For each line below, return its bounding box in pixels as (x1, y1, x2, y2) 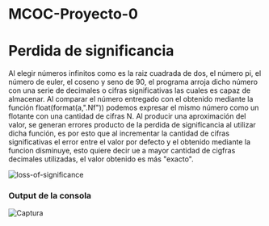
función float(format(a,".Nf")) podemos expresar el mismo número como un (8, 103, 259, 113)
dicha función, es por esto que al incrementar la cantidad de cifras (8, 128, 230, 138)
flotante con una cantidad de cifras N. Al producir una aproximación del (8, 111, 246, 121)
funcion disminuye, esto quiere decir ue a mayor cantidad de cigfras (8, 146, 236, 156)
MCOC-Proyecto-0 (8, 5, 139, 23)
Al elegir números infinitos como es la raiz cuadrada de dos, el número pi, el (8, 69, 262, 78)
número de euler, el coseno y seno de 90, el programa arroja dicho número (8, 77, 258, 87)
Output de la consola (8, 190, 91, 202)
